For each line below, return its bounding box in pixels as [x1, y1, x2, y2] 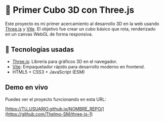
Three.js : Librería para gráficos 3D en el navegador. [12, 59, 118, 64]
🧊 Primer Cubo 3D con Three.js [5, 4, 134, 16]
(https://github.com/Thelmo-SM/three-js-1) [5, 111, 93, 117]
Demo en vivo [5, 83, 48, 91]
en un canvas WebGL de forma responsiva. [5, 31, 93, 37]
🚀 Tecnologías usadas [5, 45, 74, 54]
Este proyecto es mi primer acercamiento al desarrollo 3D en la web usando [5, 21, 160, 27]
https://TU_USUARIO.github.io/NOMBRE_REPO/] [6, 106, 104, 112]
